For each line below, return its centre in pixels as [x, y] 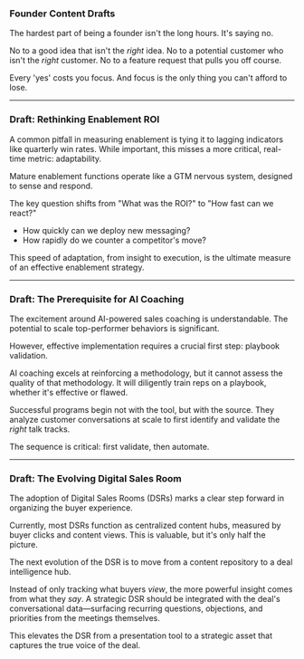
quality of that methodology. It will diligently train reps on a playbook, [138, 382]
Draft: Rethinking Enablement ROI [85, 119]
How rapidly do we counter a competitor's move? [114, 240]
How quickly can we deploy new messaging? [106, 230]
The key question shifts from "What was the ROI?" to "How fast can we [142, 203]
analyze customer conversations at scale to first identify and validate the [145, 419]
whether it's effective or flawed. [69, 392]
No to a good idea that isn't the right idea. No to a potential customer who [147, 51]
